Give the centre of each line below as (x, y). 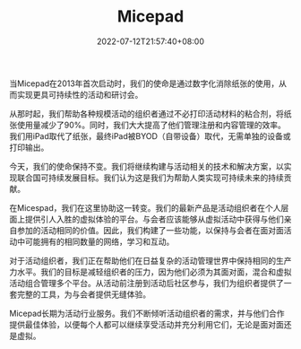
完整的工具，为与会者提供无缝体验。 (83, 294)
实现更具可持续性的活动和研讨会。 (80, 94)
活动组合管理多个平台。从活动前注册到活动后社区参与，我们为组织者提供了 (146, 283)
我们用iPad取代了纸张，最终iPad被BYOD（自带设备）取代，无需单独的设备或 (150, 135)
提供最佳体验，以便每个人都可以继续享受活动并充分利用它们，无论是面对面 (146, 324)
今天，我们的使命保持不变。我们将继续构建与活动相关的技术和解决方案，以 (146, 166)
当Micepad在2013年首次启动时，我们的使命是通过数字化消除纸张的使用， (144, 83)
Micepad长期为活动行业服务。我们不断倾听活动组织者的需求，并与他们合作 (147, 313)
